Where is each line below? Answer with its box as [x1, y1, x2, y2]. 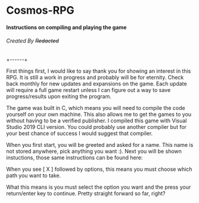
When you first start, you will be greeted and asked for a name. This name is [6, 141, 194, 148]
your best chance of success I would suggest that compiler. [6, 130, 153, 137]
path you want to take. [6, 171, 61, 179]
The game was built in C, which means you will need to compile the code [6, 104, 186, 111]
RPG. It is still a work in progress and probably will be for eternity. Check [6, 73, 184, 81]
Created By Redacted [6, 37, 60, 45]
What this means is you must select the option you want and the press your [6, 183, 191, 190]
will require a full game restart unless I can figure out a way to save [6, 86, 171, 93]
